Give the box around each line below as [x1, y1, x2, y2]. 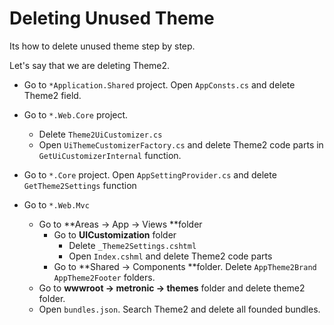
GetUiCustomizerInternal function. [38, 149, 182, 161]
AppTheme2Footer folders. [53, 271, 156, 283]
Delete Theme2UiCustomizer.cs [38, 128, 163, 140]
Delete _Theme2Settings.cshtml [68, 239, 197, 251]
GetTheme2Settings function [23, 179, 137, 191]
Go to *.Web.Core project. [23, 108, 129, 121]
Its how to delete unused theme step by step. [9, 40, 196, 52]
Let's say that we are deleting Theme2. [9, 59, 171, 71]
